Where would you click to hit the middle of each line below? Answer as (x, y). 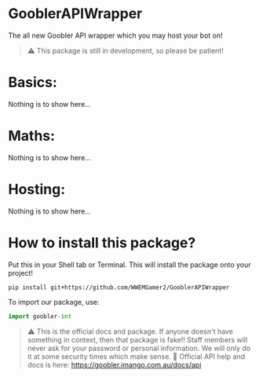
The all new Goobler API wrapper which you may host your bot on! (116, 35)
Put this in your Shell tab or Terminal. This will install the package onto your (129, 265)
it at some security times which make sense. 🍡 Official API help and (136, 356)
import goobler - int (40, 316)
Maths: (32, 136)
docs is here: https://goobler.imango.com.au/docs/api (114, 364)
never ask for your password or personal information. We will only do (139, 348)
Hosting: (37, 189)
